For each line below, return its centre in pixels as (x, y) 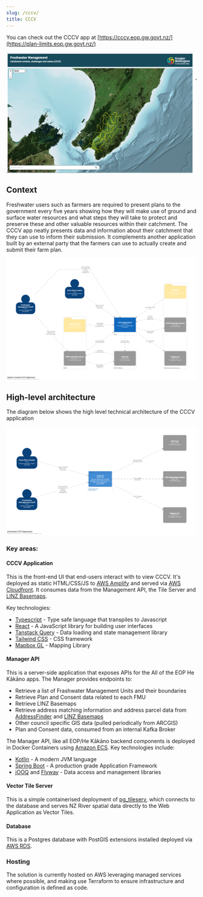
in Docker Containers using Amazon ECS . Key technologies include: (91, 747)
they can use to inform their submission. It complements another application (101, 237)
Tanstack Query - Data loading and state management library (91, 632)
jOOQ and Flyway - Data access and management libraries (88, 772)
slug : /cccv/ (23, 13)
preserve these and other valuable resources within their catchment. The (97, 223)
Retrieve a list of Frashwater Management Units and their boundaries (101, 690)
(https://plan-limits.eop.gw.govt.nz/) (51, 44)
